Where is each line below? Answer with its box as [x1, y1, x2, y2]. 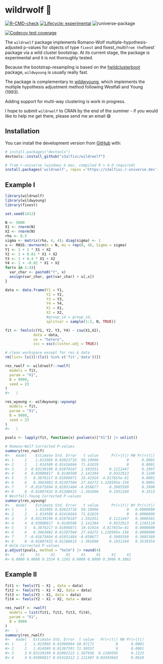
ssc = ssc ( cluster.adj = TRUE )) [33, 341, 98, 346]
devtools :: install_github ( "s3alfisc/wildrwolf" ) [5, 154, 105, 159]
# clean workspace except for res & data [5, 350, 90, 355]
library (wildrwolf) [5, 194, 45, 199]
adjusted [5, 44, 23, 50]
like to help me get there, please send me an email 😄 [5, 113, 112, 119]
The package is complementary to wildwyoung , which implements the [5, 79, 145, 85]
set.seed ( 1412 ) [5, 211, 36, 216]
